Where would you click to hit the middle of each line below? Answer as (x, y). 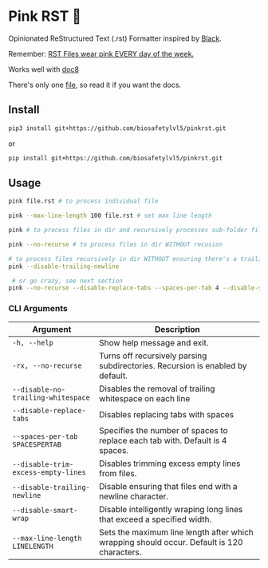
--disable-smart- (45, 510)
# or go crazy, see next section (67, 281)
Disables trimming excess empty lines (170, 463)
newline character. (134, 496)
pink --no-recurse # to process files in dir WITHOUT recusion (116, 244)
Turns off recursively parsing (153, 356)
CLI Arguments (38, 309)
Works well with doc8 (44, 69)
